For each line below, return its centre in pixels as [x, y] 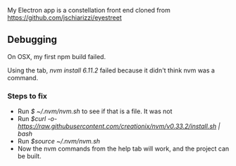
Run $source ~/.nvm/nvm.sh [59, 141]
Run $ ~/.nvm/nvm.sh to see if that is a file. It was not [95, 111]
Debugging [32, 40]
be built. [29, 156]
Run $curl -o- [37, 119]
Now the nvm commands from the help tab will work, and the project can [123, 149]
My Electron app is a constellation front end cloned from [89, 10]
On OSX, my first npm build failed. [57, 56]
